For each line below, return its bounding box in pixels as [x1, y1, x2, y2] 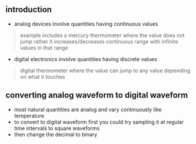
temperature [14, 112, 45, 119]
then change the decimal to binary [14, 130, 98, 138]
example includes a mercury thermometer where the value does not [19, 32, 185, 39]
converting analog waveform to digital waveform [5, 91, 188, 101]
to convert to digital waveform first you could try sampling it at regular [14, 118, 184, 125]
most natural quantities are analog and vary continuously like [14, 106, 162, 113]
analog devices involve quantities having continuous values [14, 20, 158, 27]
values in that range [19, 44, 68, 51]
